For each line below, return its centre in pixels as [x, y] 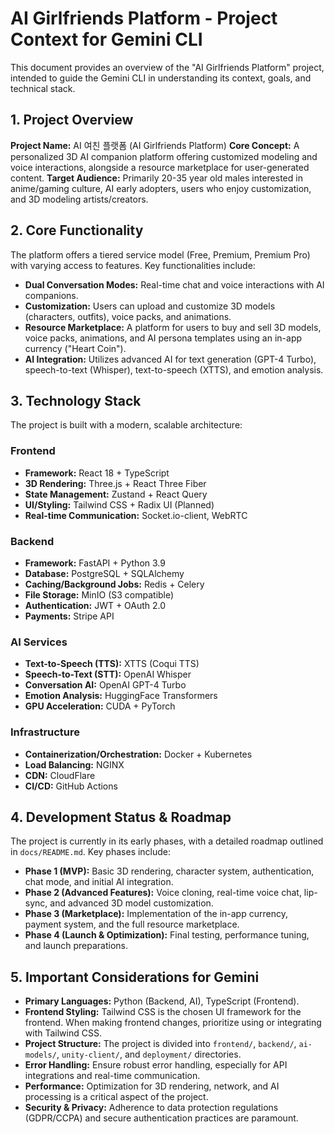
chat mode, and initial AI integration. [99, 882]
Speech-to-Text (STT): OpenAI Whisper [108, 674]
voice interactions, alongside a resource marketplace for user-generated [160, 167]
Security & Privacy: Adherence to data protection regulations [151, 1108]
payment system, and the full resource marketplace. [132, 924]
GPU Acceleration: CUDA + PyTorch [100, 706]
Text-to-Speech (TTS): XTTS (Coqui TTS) [112, 664]
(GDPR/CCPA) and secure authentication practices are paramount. [161, 1118]
